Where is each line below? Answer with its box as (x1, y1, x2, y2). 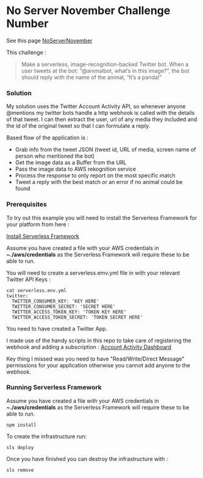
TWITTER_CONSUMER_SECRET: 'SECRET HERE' (12, 303, 116, 309)
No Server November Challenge (6, 4, 171, 18)
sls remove (6, 467, 34, 473)
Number (6, 17, 49, 31)
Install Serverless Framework (6, 232, 79, 240)
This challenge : (6, 48, 47, 56)
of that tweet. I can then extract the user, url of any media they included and (6, 116, 198, 123)
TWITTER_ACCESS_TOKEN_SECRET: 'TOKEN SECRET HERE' (12, 314, 143, 320)
